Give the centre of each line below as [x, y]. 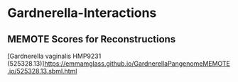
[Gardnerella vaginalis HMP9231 [54, 56]
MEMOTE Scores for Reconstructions [92, 39]
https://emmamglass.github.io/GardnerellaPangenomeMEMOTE [137, 64]
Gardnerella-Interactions [82, 13]
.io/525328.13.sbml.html [42, 71]
